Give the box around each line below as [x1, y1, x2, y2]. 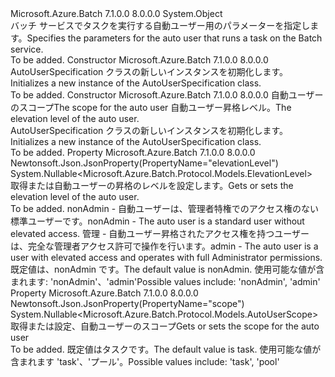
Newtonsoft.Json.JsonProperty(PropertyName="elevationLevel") [10, 157, 279, 169]
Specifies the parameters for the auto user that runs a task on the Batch [26, 32, 323, 44]
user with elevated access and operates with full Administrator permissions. [10, 252, 323, 263]
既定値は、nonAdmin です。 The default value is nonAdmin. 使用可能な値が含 [10, 263, 325, 275]
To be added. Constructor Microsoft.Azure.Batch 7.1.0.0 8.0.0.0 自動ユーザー [10, 89, 324, 101]
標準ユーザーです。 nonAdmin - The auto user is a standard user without [10, 215, 305, 227]
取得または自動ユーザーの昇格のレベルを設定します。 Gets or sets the [10, 180, 294, 191]
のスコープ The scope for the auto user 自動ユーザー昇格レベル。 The [10, 102, 292, 113]
